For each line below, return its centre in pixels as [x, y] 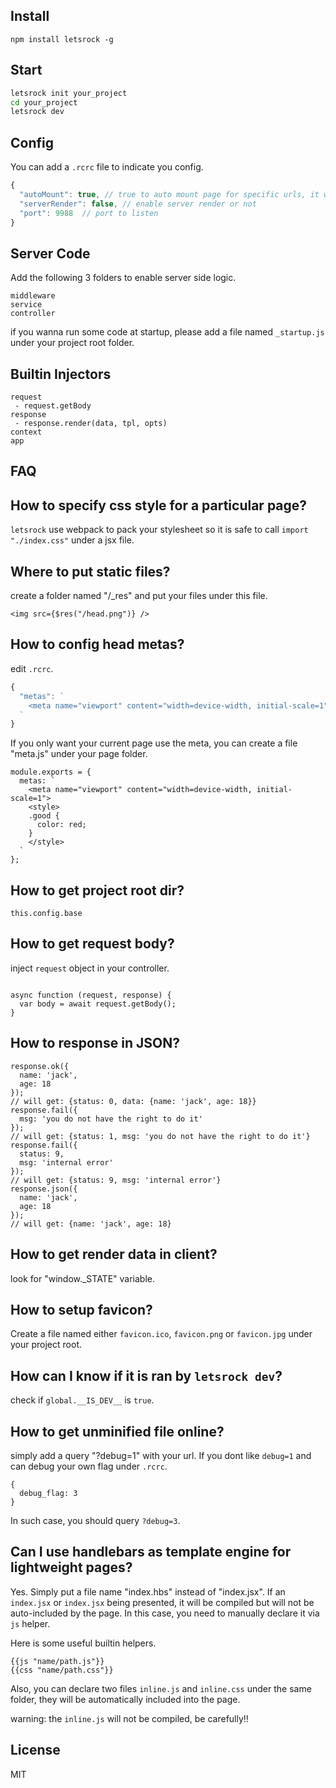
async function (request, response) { [91, 995]
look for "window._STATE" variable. [82, 1278]
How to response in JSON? [95, 1043]
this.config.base [46, 914]
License [35, 1750]
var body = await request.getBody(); [98, 1004]
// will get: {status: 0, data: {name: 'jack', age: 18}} [133, 1101]
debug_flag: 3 [48, 1493]
